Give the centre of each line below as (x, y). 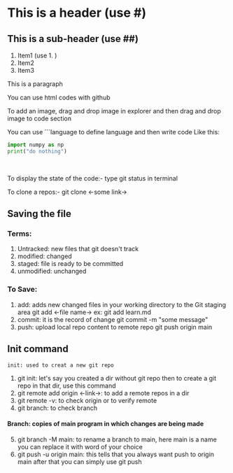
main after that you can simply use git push (79, 461)
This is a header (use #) (77, 13)
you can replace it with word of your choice (80, 446)
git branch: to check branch (57, 408)
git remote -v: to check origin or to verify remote (87, 400)
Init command (38, 349)
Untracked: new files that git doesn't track (78, 249)
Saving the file (39, 214)
